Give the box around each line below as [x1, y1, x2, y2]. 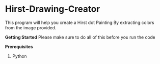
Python [12, 53, 27, 59]
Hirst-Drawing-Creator [5, 3, 100, 15]
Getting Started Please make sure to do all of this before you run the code [5, 34, 156, 40]
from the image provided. [5, 24, 56, 30]
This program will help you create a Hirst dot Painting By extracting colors [5, 20, 155, 25]
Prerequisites [5, 43, 33, 49]
